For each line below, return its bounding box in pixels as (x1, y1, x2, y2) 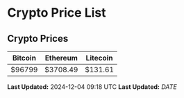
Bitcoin (12, 54, 37, 63)
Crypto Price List (7, 5, 106, 21)
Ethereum (44, 54, 78, 63)
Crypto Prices (7, 33, 69, 44)
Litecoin (85, 54, 113, 63)
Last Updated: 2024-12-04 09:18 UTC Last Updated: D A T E (7, 83, 177, 91)
